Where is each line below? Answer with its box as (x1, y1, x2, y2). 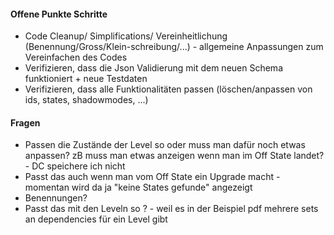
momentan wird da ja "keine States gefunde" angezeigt (24, 181, 253, 194)
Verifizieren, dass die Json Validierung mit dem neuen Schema (24, 62, 283, 74)
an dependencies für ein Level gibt (24, 213, 168, 225)
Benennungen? (24, 192, 88, 204)
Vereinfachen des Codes (24, 51, 128, 64)
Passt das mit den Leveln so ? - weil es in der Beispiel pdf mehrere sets (24, 203, 319, 215)
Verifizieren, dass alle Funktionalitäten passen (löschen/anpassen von (24, 83, 313, 95)
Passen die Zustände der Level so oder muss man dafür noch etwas (24, 139, 306, 151)
